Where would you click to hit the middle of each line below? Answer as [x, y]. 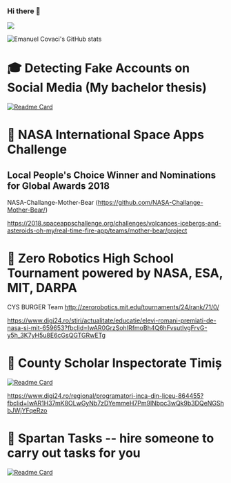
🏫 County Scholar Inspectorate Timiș [114, 363]
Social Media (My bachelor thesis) [107, 88]
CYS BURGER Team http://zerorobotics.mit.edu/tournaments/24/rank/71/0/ [113, 307]
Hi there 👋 [24, 11]
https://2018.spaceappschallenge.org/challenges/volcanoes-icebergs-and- [114, 224]
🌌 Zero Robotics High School [90, 258]
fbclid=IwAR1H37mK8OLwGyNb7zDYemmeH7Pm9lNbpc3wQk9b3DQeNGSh [115, 403]
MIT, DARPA [42, 288]
